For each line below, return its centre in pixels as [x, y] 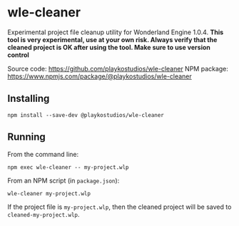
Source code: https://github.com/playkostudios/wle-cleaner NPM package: [118, 68]
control [19, 55]
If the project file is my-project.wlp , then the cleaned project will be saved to [119, 207]
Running [27, 137]
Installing [29, 99]
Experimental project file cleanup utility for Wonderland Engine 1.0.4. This [116, 32]
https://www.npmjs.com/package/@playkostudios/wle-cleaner [100, 76]
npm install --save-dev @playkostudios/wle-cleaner [86, 115]
